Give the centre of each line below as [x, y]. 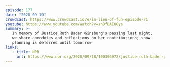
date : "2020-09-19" [26, 15]
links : [12, 47]
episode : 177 [19, 10]
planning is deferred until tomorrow [52, 43]
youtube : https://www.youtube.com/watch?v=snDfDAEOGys [64, 24]
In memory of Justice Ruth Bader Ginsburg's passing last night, [82, 33]
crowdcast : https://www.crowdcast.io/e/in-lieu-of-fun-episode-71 [77, 19]
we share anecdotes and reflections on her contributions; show [81, 38]
